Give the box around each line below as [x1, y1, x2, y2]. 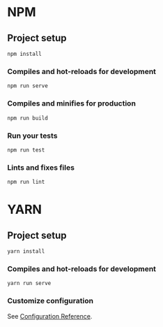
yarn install [7, 248, 45, 255]
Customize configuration [7, 296, 94, 306]
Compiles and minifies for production [7, 99, 136, 108]
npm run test [7, 146, 45, 154]
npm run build [7, 115, 49, 122]
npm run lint [7, 179, 45, 186]
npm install [7, 50, 42, 57]
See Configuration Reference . [7, 312, 93, 320]
